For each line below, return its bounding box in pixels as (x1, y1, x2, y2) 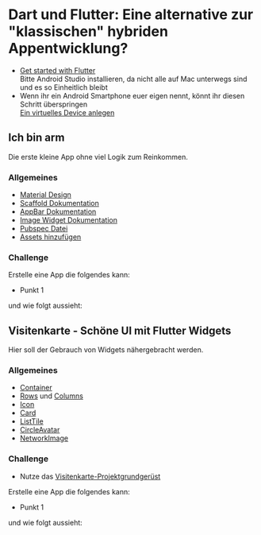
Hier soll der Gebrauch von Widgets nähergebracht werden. (8, 345, 204, 355)
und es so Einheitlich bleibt (19, 82, 109, 92)
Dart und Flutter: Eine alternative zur (8, 6, 254, 24)
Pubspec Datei (19, 224, 68, 234)
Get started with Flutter (19, 65, 96, 75)
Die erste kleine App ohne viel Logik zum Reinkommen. (8, 152, 188, 161)
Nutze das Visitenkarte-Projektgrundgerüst (19, 471, 161, 481)
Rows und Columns (19, 391, 83, 401)
